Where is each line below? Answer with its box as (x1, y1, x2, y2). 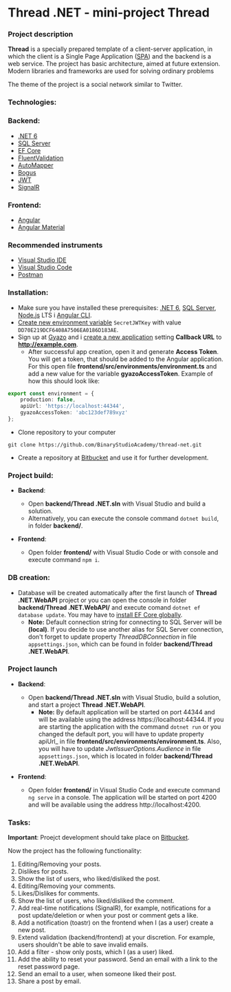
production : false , (20, 396, 76, 404)
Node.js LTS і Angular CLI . (17, 311, 92, 319)
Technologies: (8, 98, 57, 107)
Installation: (8, 288, 49, 298)
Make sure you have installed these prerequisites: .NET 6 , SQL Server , (17, 303, 217, 311)
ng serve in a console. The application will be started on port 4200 (27, 793, 217, 801)
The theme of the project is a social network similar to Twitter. (8, 81, 183, 89)
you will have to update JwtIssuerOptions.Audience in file (38, 744, 201, 752)
